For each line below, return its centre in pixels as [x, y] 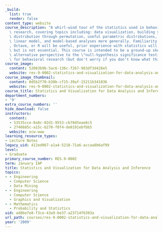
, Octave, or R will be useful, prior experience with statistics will [83, 46]
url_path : [15, 218]
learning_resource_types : [31, 136]
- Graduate [16, 154]
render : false [24, 18]
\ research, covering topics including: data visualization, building [82, 32]
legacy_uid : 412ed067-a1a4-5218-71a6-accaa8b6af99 [57, 145]
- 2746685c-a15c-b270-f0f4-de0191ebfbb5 [51, 127]
